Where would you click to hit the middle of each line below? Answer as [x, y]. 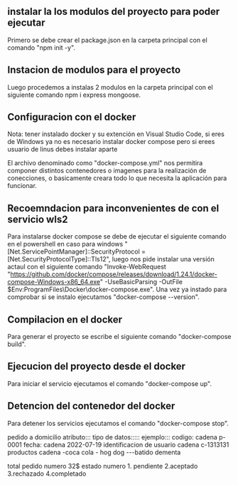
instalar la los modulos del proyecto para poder [114, 12]
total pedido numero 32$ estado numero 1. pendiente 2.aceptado [103, 466]
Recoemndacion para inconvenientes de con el [113, 208]
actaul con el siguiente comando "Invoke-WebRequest [87, 267]
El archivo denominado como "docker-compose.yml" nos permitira [105, 163]
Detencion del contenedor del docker [91, 406]
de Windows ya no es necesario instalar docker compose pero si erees [111, 142]
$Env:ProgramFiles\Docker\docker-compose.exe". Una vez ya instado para [117, 290]
